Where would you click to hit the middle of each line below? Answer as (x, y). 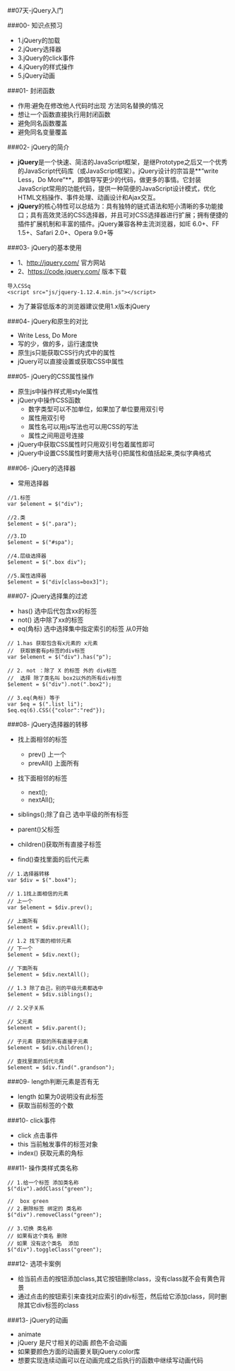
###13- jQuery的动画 (38, 1320)
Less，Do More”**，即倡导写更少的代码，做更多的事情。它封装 (109, 180)
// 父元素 (20, 1022)
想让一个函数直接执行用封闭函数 (64, 114)
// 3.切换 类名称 (30, 1228)
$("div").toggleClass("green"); (55, 1250)
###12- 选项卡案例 (34, 1264)
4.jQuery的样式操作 (46, 67)
